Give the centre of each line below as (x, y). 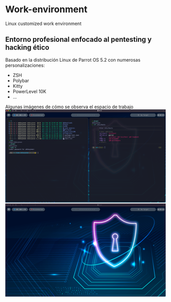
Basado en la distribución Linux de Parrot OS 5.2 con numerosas (73, 60)
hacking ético (27, 48)
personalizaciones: (25, 65)
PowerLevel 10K (30, 91)
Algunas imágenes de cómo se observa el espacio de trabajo (69, 107)
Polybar (21, 81)
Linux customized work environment (43, 23)
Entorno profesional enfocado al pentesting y (78, 40)
